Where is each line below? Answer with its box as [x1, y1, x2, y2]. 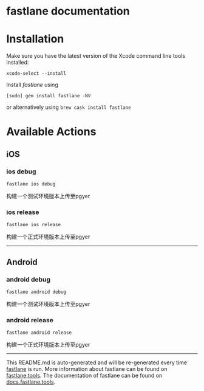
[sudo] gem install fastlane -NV [6, 93, 91, 99]
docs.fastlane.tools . [6, 378, 56, 386]
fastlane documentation [6, 4, 130, 18]
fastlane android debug [6, 289, 67, 295]
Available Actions [6, 125, 97, 139]
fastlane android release [6, 330, 72, 336]
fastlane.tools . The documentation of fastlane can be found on [6, 372, 163, 379]
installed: [6, 59, 29, 66]
